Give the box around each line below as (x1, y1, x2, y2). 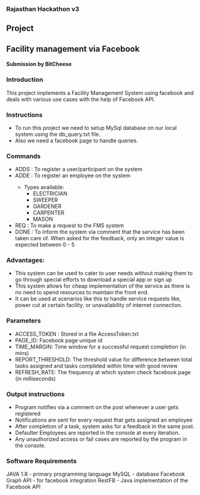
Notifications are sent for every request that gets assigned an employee (14, 416, 193, 424)
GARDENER (32, 203, 62, 210)
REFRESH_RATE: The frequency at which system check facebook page (14, 368, 191, 375)
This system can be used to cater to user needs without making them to (14, 270, 193, 277)
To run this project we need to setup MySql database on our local (14, 124, 177, 131)
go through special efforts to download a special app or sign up (14, 276, 172, 284)
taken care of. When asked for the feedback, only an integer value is (14, 235, 184, 242)
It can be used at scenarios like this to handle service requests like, (14, 295, 181, 302)
